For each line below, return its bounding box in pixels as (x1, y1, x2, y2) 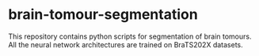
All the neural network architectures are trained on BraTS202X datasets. (8, 39, 243, 49)
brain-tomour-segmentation (8, 6, 198, 24)
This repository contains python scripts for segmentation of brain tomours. (8, 32, 252, 41)
